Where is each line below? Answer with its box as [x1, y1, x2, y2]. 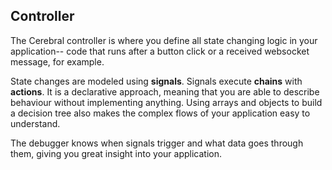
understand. [10, 117, 61, 129]
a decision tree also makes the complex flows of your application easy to [10, 107, 311, 119]
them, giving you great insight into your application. [10, 147, 222, 159]
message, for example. [10, 55, 105, 68]
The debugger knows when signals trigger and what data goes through [10, 137, 304, 149]
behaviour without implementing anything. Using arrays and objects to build [10, 96, 323, 108]
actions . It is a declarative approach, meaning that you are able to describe [10, 85, 320, 98]
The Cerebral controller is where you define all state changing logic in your [10, 34, 318, 46]
